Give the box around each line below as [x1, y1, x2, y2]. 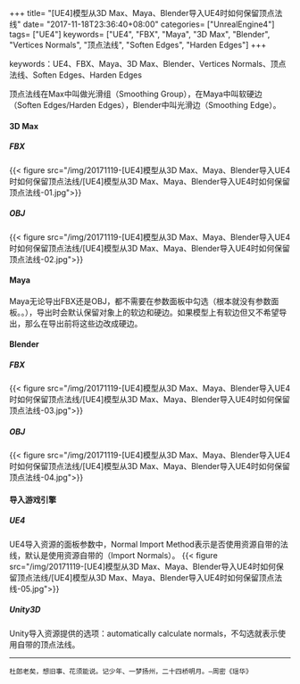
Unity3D [9, 605, 41, 615]
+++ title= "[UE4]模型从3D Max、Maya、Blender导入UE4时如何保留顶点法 [9, 8, 283, 18]
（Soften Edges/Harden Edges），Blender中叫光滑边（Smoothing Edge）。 [9, 100, 281, 110]
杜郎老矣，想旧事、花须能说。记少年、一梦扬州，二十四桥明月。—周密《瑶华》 [9, 667, 253, 676]
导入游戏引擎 [9, 494, 56, 505]
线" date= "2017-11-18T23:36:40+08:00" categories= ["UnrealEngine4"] [9, 19, 275, 29]
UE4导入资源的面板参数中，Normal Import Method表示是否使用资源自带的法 [9, 539, 288, 549]
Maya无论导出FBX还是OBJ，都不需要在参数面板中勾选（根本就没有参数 [9, 295, 271, 306]
